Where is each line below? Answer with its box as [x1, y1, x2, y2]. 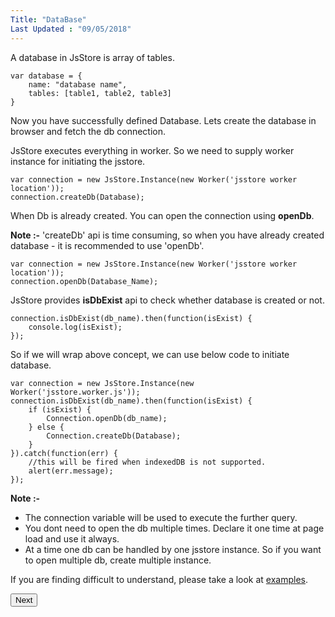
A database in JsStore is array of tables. [10, 51, 175, 63]
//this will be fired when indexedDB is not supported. [28, 457, 267, 467]
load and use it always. [24, 532, 120, 545]
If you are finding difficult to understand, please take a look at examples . [10, 573, 309, 585]
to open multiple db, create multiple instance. [24, 554, 212, 566]
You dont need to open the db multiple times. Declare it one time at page [24, 522, 325, 534]
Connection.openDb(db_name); [46, 413, 168, 423]
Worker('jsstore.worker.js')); [10, 387, 141, 397]
